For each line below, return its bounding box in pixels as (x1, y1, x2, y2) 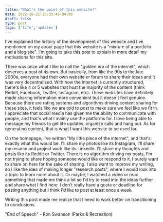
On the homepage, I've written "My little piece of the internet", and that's (5, 135, 151, 141)
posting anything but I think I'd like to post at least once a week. (5, 187, 133, 193)
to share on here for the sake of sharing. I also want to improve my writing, (5, 161, 154, 167)
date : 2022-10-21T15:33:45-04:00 (5, 12, 73, 17)
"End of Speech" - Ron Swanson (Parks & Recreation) (5, 211, 113, 217)
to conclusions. (5, 202, 36, 208)
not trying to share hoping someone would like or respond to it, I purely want (5, 156, 159, 162)
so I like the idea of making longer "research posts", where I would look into (5, 166, 157, 172)
